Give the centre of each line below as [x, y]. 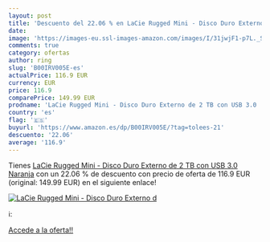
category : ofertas [39, 53]
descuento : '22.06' [41, 135]
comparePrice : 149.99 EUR [51, 98]
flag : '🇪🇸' [28, 120]
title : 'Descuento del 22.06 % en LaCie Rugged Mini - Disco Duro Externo [136, 23]
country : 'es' [32, 113]
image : [19, 38]
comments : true [34, 46]
